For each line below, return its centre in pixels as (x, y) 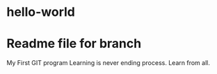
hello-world (41, 12)
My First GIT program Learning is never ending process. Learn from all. (108, 63)
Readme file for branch (74, 44)
